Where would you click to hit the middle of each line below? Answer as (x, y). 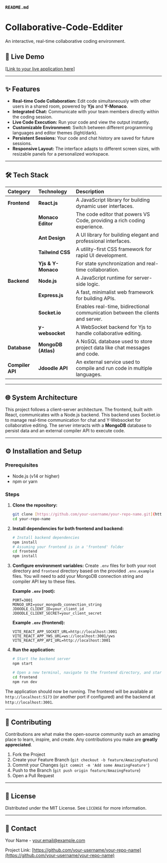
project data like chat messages (113, 347)
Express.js (51, 295)
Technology (52, 191)
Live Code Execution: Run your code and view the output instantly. (81, 122)
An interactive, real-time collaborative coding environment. (65, 41)
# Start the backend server (41, 659)
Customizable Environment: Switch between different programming (83, 128)
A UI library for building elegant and (117, 235)
